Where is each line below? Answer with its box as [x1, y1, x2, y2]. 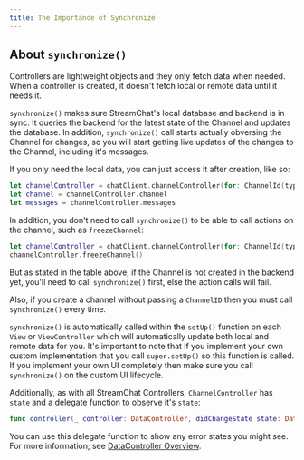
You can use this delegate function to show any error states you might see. [9, 430, 289, 441]
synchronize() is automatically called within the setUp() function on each [9, 321, 282, 332]
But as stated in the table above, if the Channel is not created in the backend [9, 267, 295, 278]
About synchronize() [9, 47, 128, 63]
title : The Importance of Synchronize [9, 13, 156, 23]
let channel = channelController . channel [9, 190, 168, 200]
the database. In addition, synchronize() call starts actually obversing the [9, 127, 282, 138]
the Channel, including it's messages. [9, 146, 149, 157]
